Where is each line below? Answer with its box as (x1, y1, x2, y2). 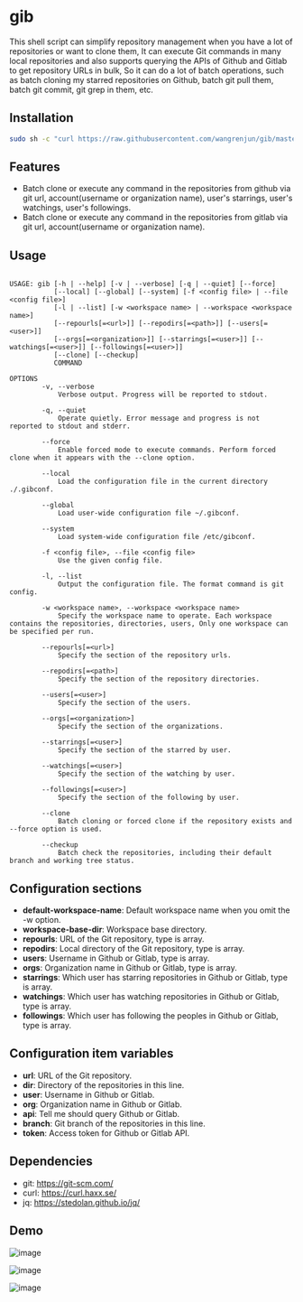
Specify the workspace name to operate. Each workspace (57, 611, 272, 620)
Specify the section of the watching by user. (57, 769, 236, 778)
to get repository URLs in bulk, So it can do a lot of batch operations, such (9, 65, 284, 76)
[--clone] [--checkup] (53, 350, 140, 360)
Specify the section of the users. (57, 698, 192, 708)
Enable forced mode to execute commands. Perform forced (57, 445, 277, 455)
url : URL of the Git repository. (22, 1070, 133, 1081)
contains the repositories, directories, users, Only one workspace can (9, 619, 289, 628)
